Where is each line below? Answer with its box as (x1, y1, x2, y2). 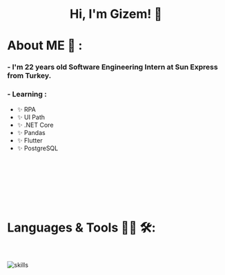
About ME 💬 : (7, 38, 83, 54)
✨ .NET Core (17, 121, 54, 129)
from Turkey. (7, 71, 52, 81)
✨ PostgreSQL (17, 144, 59, 152)
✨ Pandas (17, 128, 46, 136)
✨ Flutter (17, 136, 43, 144)
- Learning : (7, 90, 47, 99)
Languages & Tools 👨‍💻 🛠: (7, 220, 156, 235)
